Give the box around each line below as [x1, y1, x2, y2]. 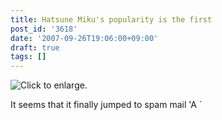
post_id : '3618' [10, 24, 78, 34]
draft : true [10, 42, 60, 53]
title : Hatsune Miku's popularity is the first [10, 14, 213, 25]
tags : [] [10, 52, 47, 62]
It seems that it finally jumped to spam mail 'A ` [10, 99, 203, 111]
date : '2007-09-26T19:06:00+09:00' [10, 33, 159, 43]
